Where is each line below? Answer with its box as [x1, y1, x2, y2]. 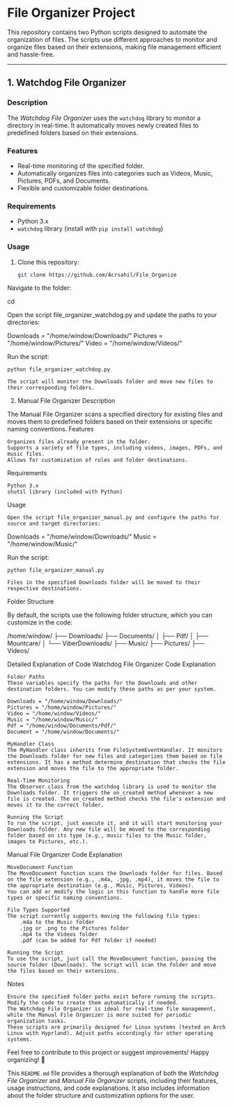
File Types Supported [7, 907, 70, 914]
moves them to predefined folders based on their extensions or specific [7, 417, 213, 426]
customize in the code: [7, 618, 73, 627]
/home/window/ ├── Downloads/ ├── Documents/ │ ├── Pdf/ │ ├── [7, 632, 209, 640]
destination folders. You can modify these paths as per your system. [7, 686, 217, 693]
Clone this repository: [17, 258, 79, 266]
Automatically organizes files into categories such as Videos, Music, [17, 169, 213, 177]
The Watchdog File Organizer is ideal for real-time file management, [7, 1006, 217, 1013]
